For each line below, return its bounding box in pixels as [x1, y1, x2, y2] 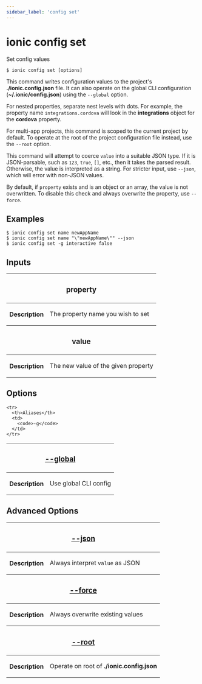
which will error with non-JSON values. [6, 171, 104, 178]
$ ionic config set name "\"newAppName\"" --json [6, 235, 135, 241]
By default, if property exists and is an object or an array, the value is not [6, 183, 188, 191]
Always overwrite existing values [49, 610, 143, 619]
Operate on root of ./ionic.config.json [49, 662, 158, 671]
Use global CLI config [49, 479, 111, 487]
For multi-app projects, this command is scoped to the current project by [6, 127, 188, 135]
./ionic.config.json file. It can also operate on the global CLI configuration [6, 84, 192, 91]
